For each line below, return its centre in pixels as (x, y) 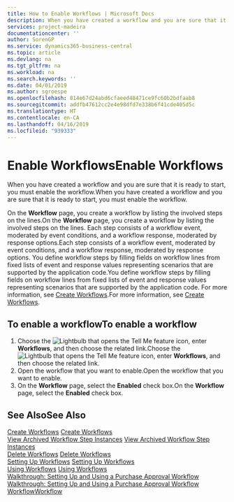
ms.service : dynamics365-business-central (70, 46)
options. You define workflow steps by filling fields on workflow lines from (114, 258)
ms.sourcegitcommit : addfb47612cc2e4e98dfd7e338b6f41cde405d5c (101, 105)
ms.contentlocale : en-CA (43, 117)
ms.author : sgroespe (37, 92)
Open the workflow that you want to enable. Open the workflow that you (120, 371)
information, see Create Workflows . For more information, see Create (106, 295)
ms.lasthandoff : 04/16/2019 (48, 124)
